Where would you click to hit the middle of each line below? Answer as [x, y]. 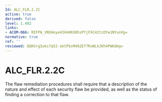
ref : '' [13, 42]
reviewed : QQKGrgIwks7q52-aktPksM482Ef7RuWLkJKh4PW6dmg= [64, 46]
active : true [18, 14]
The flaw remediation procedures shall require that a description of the [76, 84]
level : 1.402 [18, 23]
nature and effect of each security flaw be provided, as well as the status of [81, 89]
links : [12, 28]
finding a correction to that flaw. [37, 94]
